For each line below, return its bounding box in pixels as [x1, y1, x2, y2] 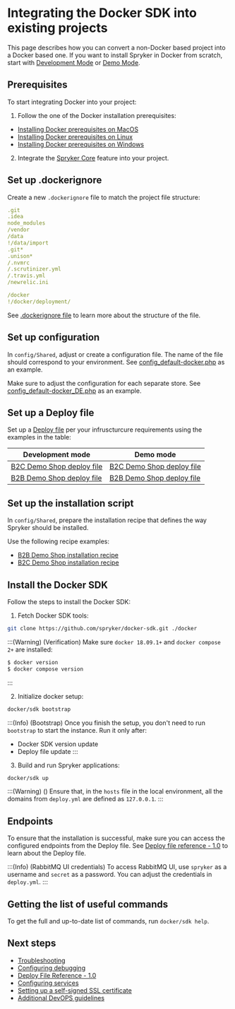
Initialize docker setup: [17, 692, 84, 700]
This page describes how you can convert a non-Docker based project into [7, 43, 226, 52]
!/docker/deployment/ [7, 298, 71, 305]
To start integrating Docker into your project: [7, 98, 137, 106]
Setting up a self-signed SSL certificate [17, 986, 132, 994]
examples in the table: [7, 433, 72, 442]
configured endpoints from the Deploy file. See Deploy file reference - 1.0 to [7, 842, 228, 850]
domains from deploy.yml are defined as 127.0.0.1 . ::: [7, 795, 164, 803]
